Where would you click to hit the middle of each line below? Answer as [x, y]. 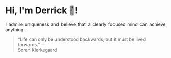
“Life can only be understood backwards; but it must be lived [82, 39]
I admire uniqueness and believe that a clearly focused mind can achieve [85, 24]
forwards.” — [32, 44]
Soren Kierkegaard [37, 50]
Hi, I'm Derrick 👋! [41, 10]
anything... [17, 29]
